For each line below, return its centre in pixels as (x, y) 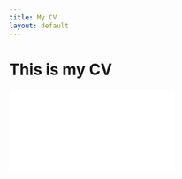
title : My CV (33, 17)
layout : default (39, 26)
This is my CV (61, 70)
